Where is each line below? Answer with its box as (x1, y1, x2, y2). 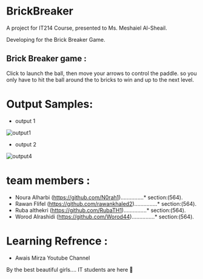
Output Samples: (6, 97, 93, 111)
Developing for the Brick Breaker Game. (6, 36, 106, 43)
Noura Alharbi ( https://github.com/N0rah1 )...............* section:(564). (15, 194, 183, 201)
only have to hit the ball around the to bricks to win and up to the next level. (6, 76, 195, 83)
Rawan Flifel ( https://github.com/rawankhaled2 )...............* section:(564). (15, 200, 197, 207)
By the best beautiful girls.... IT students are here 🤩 (6, 266, 133, 273)
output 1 (15, 117, 36, 125)
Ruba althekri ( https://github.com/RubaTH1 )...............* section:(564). (15, 206, 186, 214)
